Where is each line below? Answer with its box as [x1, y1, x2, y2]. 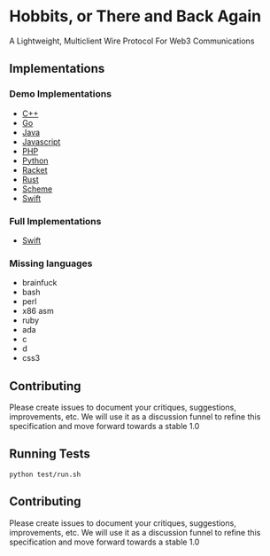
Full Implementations [9, 215, 102, 227]
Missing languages [9, 257, 93, 270]
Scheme [21, 184, 53, 194]
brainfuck [21, 278, 58, 288]
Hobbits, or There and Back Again [9, 6, 262, 27]
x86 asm [21, 306, 55, 317]
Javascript [21, 136, 61, 147]
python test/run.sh [9, 470, 81, 479]
